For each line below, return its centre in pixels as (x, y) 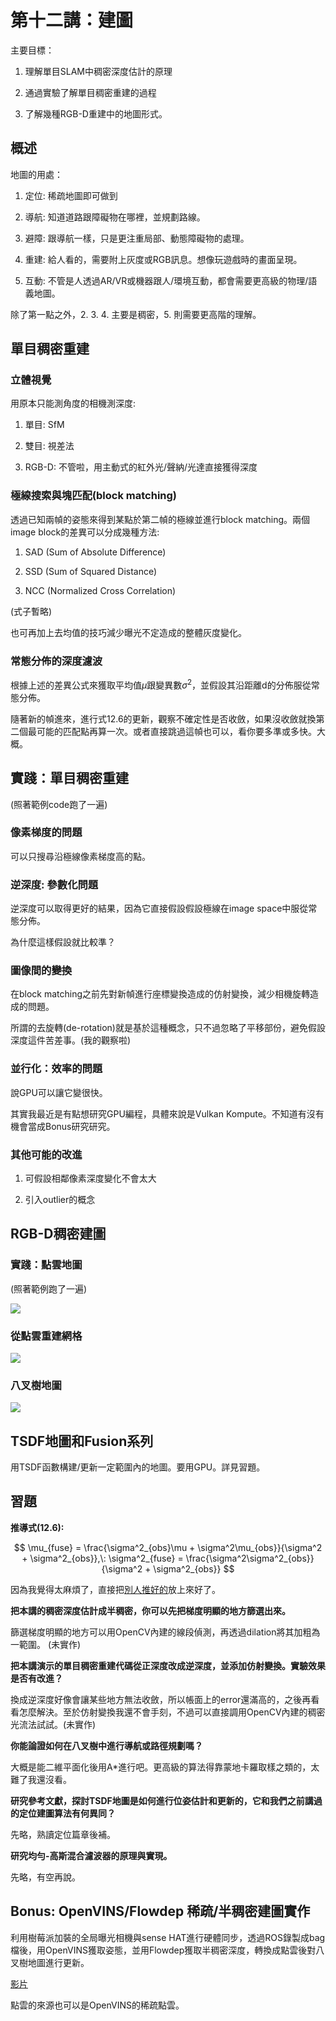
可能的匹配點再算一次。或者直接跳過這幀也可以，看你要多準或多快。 (176, 731)
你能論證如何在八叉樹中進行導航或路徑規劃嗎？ (106, 1745)
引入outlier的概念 (60, 1199)
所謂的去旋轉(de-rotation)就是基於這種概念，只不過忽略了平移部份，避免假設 (168, 1028)
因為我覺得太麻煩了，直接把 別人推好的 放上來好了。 (115, 1589)
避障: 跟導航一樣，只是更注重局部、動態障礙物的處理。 (137, 238)
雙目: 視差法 (49, 446)
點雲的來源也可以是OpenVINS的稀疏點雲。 (97, 2005)
